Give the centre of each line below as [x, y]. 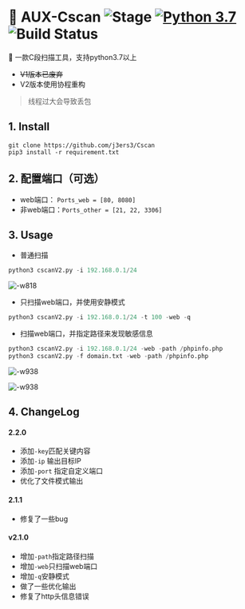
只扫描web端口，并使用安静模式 [72, 302]
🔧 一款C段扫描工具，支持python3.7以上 [73, 57]
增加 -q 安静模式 [45, 576]
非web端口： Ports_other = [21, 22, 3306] [91, 209]
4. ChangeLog [44, 412]
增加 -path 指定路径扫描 [57, 556]
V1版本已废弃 [41, 74]
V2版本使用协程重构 [52, 84]
